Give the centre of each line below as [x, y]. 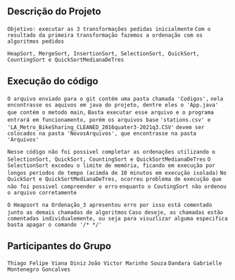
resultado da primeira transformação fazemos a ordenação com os [105, 35]
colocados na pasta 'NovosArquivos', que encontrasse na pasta [102, 133]
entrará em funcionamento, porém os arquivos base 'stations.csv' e [109, 120]
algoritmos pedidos [36, 41]
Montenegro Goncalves [39, 269]
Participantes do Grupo [59, 246]
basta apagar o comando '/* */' [55, 225]
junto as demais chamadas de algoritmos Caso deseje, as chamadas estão [115, 212]
